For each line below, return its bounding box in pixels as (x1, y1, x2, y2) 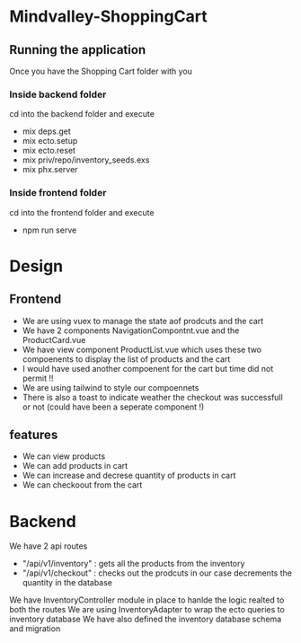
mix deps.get (22, 126, 72, 137)
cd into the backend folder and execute (9, 109, 155, 119)
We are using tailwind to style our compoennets (22, 382, 199, 392)
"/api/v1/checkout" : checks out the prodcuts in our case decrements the (22, 568, 292, 578)
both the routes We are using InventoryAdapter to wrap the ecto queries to (9, 604, 285, 615)
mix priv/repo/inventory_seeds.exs (22, 154, 150, 165)
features (9, 427, 58, 442)
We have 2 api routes (9, 541, 88, 551)
